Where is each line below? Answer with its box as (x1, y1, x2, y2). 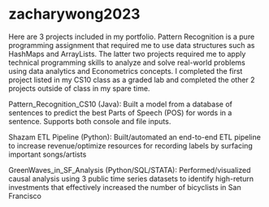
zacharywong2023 (8, 5, 141, 24)
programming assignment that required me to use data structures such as (8, 40, 255, 50)
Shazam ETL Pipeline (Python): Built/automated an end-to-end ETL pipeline (8, 132, 262, 142)
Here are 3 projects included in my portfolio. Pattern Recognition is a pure (8, 32, 255, 41)
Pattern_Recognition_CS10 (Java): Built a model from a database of (8, 99, 233, 109)
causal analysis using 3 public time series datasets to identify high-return (8, 174, 254, 183)
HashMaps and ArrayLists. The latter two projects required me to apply (8, 49, 246, 58)
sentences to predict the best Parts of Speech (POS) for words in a (8, 107, 232, 118)
